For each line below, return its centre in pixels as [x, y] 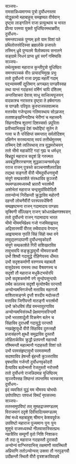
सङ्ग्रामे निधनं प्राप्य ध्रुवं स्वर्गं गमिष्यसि [33, 56]
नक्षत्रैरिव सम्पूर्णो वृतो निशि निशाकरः [32, 434]
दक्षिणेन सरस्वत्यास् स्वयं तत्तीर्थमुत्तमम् [33, 140]
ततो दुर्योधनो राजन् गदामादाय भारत [31, 217]
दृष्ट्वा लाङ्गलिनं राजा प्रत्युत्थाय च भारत [36, 23]
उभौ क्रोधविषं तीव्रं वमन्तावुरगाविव [30, 306]
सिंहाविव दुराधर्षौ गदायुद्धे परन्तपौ [29, 323]
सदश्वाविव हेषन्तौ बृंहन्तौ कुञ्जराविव [31, 356]
